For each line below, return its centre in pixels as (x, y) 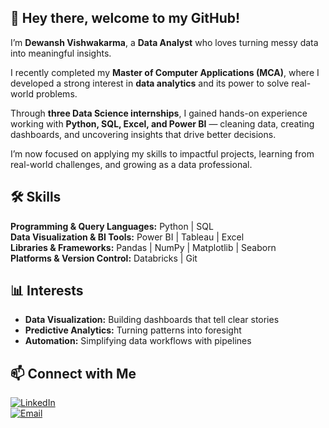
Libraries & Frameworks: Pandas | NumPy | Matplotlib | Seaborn (143, 247)
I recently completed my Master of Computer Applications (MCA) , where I (165, 72)
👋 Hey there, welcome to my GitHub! (125, 18)
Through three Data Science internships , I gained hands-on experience (159, 113)
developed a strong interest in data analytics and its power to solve (150, 83)
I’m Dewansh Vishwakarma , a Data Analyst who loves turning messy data (164, 42)
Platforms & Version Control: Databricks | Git (104, 258)
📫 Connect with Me (73, 373)
